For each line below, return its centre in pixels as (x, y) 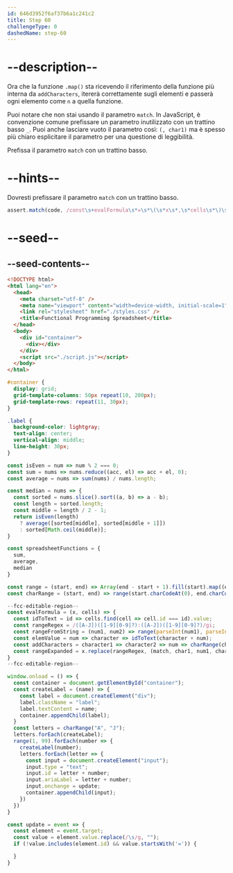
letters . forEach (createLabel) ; (59, 735)
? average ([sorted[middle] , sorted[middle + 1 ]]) (93, 523)
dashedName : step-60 (37, 33)
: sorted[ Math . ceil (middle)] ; (63, 529)
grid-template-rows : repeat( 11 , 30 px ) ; (71, 402)
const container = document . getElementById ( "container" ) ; (99, 683)
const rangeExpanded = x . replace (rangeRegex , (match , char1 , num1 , (113, 651)
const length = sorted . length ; (59, 504)
